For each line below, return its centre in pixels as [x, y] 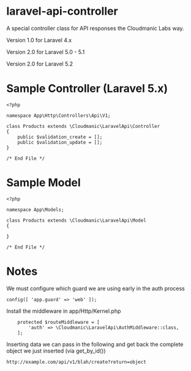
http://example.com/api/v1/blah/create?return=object [77, 362]
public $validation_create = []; [60, 137]
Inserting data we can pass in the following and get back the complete [95, 344]
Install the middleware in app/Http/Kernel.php [64, 311]
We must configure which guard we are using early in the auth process [95, 288]
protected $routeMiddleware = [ [58, 322]
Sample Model [43, 183]
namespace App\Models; [35, 209]
